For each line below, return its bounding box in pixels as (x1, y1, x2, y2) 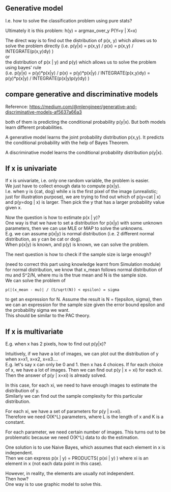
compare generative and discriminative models (5, 90, 158, 99)
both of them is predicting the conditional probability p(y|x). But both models (5, 119, 166, 125)
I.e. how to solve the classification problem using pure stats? (5, 17, 132, 23)
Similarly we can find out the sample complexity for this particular (5, 393, 143, 399)
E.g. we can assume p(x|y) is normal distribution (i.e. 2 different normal (5, 231, 154, 237)
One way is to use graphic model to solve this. (5, 481, 102, 487)
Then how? (5, 476, 29, 482)
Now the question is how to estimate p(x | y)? (5, 214, 100, 221)
